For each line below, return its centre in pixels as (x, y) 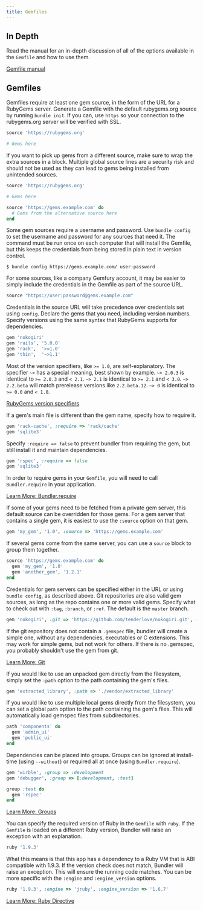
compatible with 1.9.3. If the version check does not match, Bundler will (95, 865)
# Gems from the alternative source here (65, 213)
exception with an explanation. (44, 836)
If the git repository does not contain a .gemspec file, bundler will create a (97, 631)
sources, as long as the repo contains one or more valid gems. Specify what (101, 602)
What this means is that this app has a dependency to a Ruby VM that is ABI (101, 859)
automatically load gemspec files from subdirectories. (73, 715)
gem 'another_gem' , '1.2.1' (47, 572)
